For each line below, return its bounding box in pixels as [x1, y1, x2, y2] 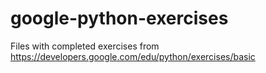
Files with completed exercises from [10, 40, 160, 52]
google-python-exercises [10, 7, 229, 30]
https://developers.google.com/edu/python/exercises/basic [10, 50, 256, 62]
